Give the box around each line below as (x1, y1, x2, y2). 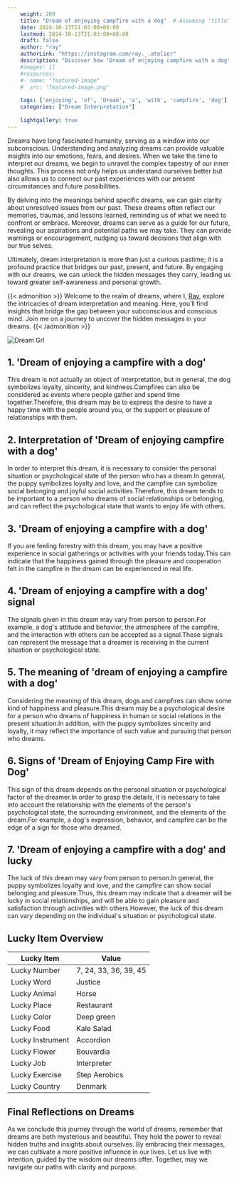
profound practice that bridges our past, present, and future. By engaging (7, 262, 223, 271)
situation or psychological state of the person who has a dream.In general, (7, 472, 225, 480)
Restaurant (75, 1000, 112, 1010)
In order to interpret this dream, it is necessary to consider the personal (7, 464, 217, 473)
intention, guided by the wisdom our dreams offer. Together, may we (7, 1154, 208, 1164)
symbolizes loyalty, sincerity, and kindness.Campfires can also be (7, 383, 201, 391)
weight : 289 (20, 10, 55, 18)
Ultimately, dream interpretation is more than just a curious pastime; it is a (7, 255, 223, 263)
